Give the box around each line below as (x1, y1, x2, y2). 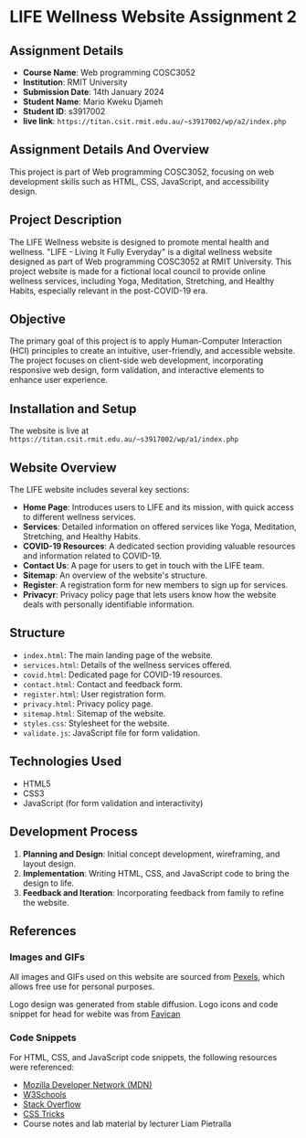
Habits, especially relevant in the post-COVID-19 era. (9, 285, 208, 296)
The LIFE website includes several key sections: (9, 484, 190, 495)
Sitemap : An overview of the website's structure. (22, 569, 208, 581)
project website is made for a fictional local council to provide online (9, 265, 267, 276)
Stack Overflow (22, 1099, 82, 1110)
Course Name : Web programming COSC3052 (22, 67, 196, 78)
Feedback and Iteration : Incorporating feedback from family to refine (22, 887, 285, 898)
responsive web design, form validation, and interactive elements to (9, 365, 265, 376)
